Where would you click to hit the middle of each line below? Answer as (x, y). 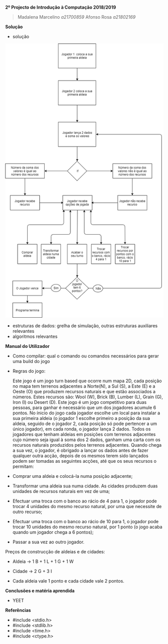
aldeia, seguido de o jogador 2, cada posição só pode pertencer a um (85, 423)
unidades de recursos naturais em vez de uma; (61, 491)
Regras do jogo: (29, 371)
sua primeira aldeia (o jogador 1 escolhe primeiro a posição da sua (81, 418)
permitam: (23, 466)
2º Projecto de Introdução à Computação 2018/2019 (61, 7)
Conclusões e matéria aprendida (40, 591)
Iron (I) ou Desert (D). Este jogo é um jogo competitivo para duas (79, 402)
